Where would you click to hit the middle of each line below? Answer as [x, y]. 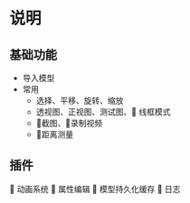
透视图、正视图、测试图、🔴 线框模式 [103, 112]
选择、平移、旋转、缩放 [80, 101]
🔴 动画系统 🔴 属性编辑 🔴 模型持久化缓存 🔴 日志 [95, 189]
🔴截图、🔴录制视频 [69, 123]
